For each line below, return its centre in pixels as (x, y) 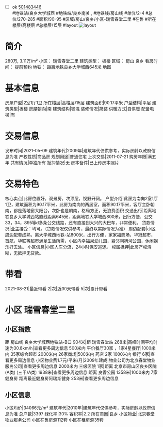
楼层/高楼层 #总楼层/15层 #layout (45, 25)
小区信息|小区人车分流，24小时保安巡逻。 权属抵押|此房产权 (87, 247)
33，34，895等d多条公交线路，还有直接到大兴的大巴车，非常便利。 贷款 (78, 222)
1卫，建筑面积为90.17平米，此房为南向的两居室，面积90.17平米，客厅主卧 (78, 204)
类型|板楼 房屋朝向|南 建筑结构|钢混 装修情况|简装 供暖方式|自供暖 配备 (79, 109)
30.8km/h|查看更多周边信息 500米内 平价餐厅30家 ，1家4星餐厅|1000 (82, 348)
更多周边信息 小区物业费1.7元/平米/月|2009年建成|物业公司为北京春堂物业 (82, 360)
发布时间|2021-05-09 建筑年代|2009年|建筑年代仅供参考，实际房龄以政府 (78, 150)
